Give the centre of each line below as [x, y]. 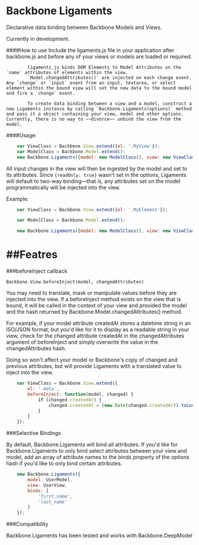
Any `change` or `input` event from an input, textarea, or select [91, 83]
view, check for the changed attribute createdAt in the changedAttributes [95, 336]
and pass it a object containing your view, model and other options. [95, 114]
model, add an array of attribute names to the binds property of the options [98, 457]
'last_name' [52, 502]
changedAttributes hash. [36, 349]
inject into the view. [30, 373]
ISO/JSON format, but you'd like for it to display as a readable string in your [98, 330]
